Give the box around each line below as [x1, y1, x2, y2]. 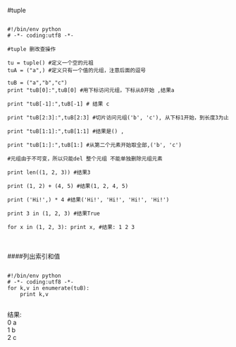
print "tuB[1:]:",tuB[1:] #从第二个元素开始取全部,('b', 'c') [7, 141, 182, 148]
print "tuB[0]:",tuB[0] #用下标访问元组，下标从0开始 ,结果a [7, 87, 175, 94]
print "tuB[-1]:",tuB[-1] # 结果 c [7, 100, 110, 107]
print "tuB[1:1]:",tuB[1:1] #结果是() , [7, 128, 125, 135]
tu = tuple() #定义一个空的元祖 [7, 59, 94, 66]
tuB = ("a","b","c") [7, 79, 68, 86]
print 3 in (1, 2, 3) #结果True [7, 210, 100, 217]
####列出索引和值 [7, 252, 61, 260]
